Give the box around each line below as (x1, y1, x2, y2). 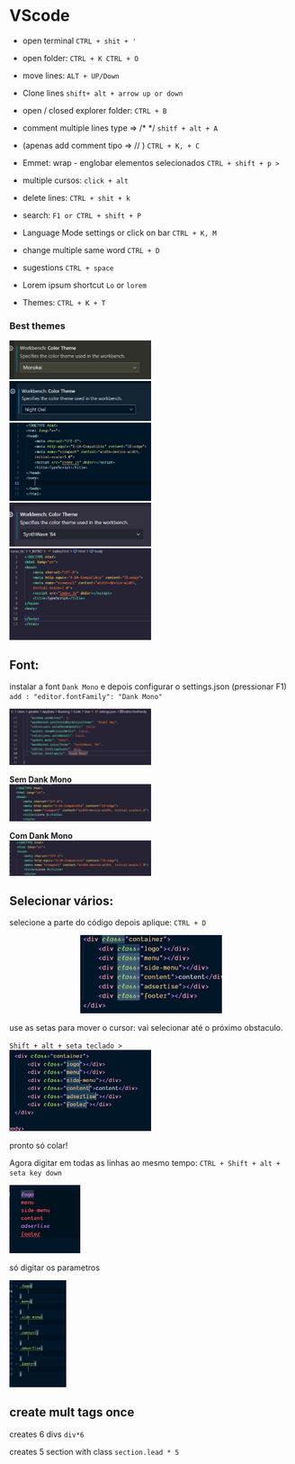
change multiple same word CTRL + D (22, 244, 160, 255)
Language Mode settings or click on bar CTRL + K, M (22, 227, 218, 238)
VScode (9, 5, 70, 26)
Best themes (9, 319, 66, 332)
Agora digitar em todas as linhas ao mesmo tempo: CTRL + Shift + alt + (9, 1157, 281, 1168)
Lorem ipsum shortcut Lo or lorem (22, 279, 147, 290)
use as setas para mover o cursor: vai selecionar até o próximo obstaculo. (9, 1023, 283, 1033)
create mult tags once (9, 1405, 135, 1420)
